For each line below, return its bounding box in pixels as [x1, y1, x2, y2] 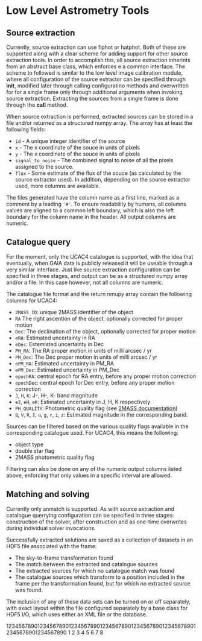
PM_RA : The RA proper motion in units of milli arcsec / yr [14, 347, 152, 354]
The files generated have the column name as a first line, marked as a [6, 194, 180, 201]
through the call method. [6, 101, 68, 109]
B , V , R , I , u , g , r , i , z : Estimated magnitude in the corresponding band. [14, 411, 188, 418]
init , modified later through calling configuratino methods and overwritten [6, 82, 189, 89]
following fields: [6, 126, 46, 133]
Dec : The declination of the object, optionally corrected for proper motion [14, 327, 196, 335]
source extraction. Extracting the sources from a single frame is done [6, 95, 179, 102]
